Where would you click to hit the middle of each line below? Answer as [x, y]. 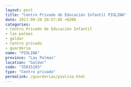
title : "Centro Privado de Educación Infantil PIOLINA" [66, 15]
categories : [18, 24]
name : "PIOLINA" [22, 53]
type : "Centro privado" [31, 72]
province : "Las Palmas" [31, 58]
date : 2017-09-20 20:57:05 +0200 [41, 19]
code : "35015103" [24, 67]
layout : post [19, 10]
